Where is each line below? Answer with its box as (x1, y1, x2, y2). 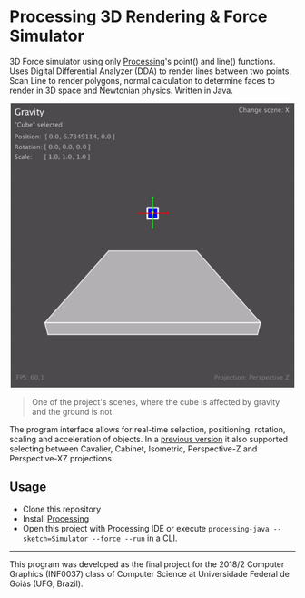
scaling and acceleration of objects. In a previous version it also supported (9, 433, 289, 444)
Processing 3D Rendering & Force (9, 6, 268, 27)
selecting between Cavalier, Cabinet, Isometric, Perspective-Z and (9, 443, 258, 454)
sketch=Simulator (22, 534, 89, 543)
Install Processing (22, 512, 90, 524)
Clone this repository (22, 503, 102, 514)
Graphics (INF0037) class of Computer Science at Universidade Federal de (9, 568, 290, 579)
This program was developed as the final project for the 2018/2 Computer (9, 558, 285, 570)
